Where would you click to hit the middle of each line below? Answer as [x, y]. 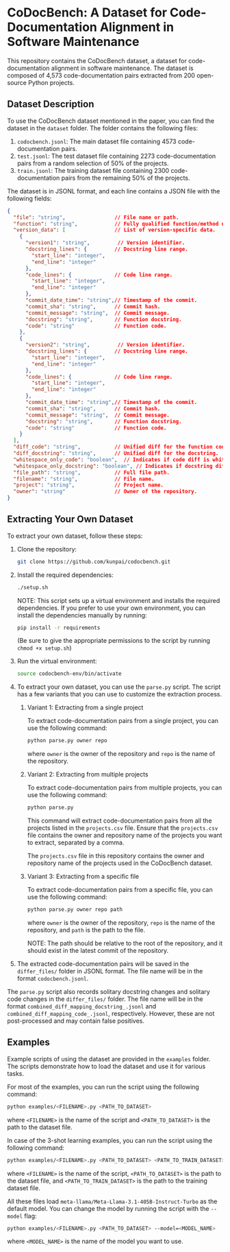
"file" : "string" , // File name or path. [96, 217]
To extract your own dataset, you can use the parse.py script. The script [119, 687]
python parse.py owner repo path [75, 910]
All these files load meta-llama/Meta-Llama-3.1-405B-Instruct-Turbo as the [112, 1201]
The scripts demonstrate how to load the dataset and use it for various [106, 1066]
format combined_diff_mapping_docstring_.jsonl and [82, 1006]
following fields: [29, 198]
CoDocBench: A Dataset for [87, 13]
